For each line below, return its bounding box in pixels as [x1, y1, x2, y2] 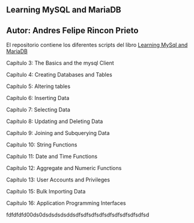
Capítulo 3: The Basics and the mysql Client [6, 60, 114, 67]
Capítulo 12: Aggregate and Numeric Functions [6, 165, 122, 172]
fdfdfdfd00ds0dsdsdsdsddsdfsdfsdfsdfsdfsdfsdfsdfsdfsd [6, 211, 150, 219]
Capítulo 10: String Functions [6, 141, 77, 148]
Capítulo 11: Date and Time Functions [6, 153, 98, 160]
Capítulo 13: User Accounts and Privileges [6, 176, 110, 183]
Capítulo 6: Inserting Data [6, 95, 70, 102]
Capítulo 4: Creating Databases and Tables [6, 71, 112, 78]
